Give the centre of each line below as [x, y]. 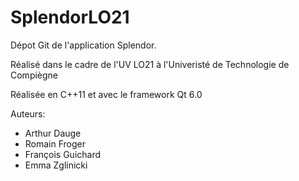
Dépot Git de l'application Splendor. [83, 45]
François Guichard [63, 154]
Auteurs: [28, 113]
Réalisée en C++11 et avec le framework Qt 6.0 [106, 94]
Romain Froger [55, 143]
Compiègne [34, 75]
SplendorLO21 [70, 17]
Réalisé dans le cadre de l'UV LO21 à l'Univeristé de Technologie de [150, 64]
